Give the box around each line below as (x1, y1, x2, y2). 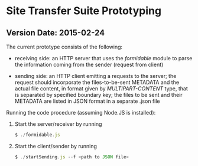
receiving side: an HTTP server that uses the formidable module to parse (14, 55, 193, 61)
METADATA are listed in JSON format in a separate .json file (14, 97, 160, 105)
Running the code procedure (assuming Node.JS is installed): (6, 109, 156, 116)
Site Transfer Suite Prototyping (6, 4, 161, 18)
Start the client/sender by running (14, 142, 98, 149)
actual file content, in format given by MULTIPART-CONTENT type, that (14, 85, 188, 92)
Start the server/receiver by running (14, 121, 102, 128)
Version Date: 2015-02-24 (6, 28, 105, 38)
